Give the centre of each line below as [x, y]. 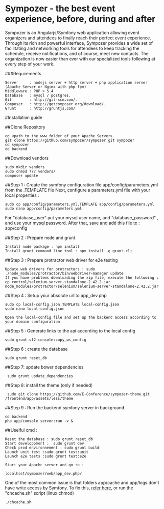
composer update [22, 176]
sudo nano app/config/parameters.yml [44, 209]
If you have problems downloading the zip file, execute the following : [82, 278]
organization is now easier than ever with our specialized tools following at [80, 59]
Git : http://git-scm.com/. [41, 100]
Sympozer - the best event [60, 9]
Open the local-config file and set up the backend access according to [81, 317]
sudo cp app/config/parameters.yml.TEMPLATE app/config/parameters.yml [80, 204]
